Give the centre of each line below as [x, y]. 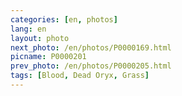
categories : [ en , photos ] [64, 19]
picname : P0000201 [48, 57]
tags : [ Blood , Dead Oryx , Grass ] [80, 76]
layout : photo [40, 38]
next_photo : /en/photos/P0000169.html [91, 47]
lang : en [28, 29]
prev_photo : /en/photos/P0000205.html [91, 66]
